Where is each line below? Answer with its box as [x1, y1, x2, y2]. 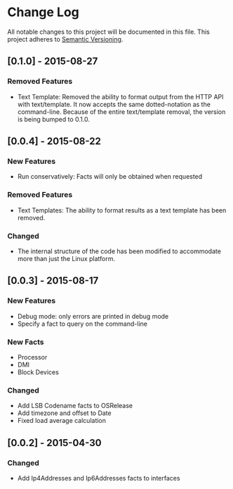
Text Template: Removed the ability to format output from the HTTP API [17, 92, 224, 101]
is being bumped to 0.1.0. [17, 115, 90, 123]
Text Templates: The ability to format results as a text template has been [17, 205, 227, 215]
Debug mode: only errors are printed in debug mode [17, 312, 169, 320]
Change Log [7, 4, 79, 20]
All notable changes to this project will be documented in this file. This [7, 27, 211, 36]
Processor [17, 353, 48, 361]
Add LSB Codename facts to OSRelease [17, 402, 133, 410]
